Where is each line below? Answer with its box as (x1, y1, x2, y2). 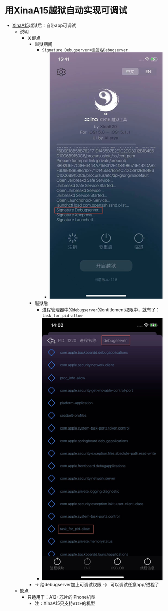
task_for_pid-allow (42, 313, 83, 318)
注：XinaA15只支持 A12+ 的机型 (34, 600, 96, 606)
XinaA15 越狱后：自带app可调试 (12, 22, 76, 28)
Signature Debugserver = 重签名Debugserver (42, 46, 128, 53)
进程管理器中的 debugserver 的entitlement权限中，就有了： (42, 306, 160, 313)
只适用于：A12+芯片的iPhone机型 (27, 594, 96, 600)
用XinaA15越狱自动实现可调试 (5, 5, 127, 16)
